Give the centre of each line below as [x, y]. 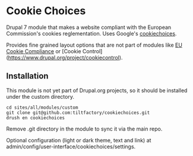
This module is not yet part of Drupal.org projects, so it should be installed [97, 90]
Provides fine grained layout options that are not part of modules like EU [94, 45]
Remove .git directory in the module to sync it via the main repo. [84, 129]
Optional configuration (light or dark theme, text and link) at [79, 140]
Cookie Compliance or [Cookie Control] [54, 51]
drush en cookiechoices [36, 118]
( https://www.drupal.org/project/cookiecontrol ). [64, 57]
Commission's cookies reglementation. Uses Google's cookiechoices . [91, 33]
